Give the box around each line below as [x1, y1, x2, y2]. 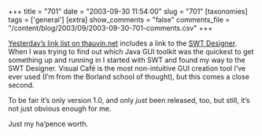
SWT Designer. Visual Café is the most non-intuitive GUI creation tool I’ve [8, 64, 246, 73]
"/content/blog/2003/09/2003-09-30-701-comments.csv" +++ [8, 24, 213, 32]
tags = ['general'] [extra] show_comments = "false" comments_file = [8, 15, 231, 24]
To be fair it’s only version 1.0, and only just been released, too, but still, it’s [8, 96, 250, 105]
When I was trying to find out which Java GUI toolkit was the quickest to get [8, 47, 254, 56]
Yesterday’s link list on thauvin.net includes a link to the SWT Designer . [8, 39, 238, 48]
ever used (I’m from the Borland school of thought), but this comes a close [8, 72, 250, 81]
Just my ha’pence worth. [8, 119, 89, 128]
